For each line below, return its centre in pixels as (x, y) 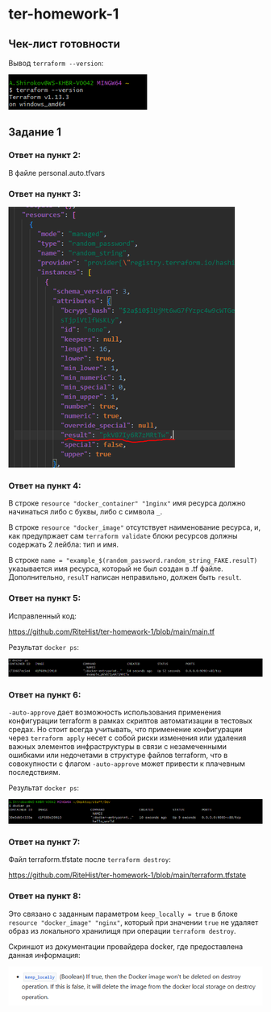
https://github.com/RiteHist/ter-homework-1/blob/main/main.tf (112, 631)
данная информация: (44, 955)
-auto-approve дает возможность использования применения (115, 712)
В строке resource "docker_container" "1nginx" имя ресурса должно (127, 503)
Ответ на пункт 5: (45, 598)
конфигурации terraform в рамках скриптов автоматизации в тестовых (130, 720)
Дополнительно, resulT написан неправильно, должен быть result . (125, 577)
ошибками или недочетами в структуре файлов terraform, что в (118, 755)
